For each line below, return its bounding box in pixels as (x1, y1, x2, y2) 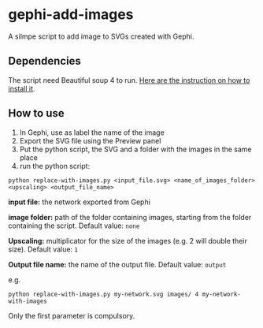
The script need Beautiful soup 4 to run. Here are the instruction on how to (8, 75, 250, 84)
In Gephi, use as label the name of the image (19, 128, 165, 137)
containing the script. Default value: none (8, 221, 140, 230)
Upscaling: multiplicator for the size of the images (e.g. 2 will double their (8, 236, 248, 245)
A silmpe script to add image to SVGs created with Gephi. (8, 32, 194, 41)
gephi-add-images (8, 6, 134, 24)
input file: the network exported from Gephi (8, 197, 151, 207)
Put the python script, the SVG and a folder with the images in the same (19, 144, 252, 154)
